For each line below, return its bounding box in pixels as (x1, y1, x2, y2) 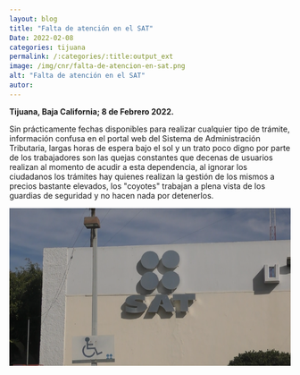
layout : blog (9, 14, 58, 23)
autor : (9, 81, 34, 89)
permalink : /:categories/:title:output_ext (9, 52, 174, 62)
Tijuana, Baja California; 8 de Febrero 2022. (9, 106, 174, 116)
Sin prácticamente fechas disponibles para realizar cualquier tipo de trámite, (9, 124, 290, 134)
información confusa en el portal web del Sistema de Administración (9, 132, 261, 143)
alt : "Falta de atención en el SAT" (9, 72, 146, 81)
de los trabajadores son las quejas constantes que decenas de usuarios (9, 152, 274, 163)
